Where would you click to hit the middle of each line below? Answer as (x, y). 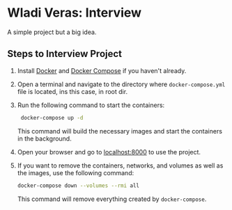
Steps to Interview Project (65, 54)
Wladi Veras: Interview (74, 13)
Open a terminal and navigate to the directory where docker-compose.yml (121, 84)
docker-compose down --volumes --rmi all (78, 186)
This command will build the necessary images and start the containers (120, 131)
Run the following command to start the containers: (91, 105)
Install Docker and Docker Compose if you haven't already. (102, 70)
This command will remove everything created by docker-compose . (112, 199)
